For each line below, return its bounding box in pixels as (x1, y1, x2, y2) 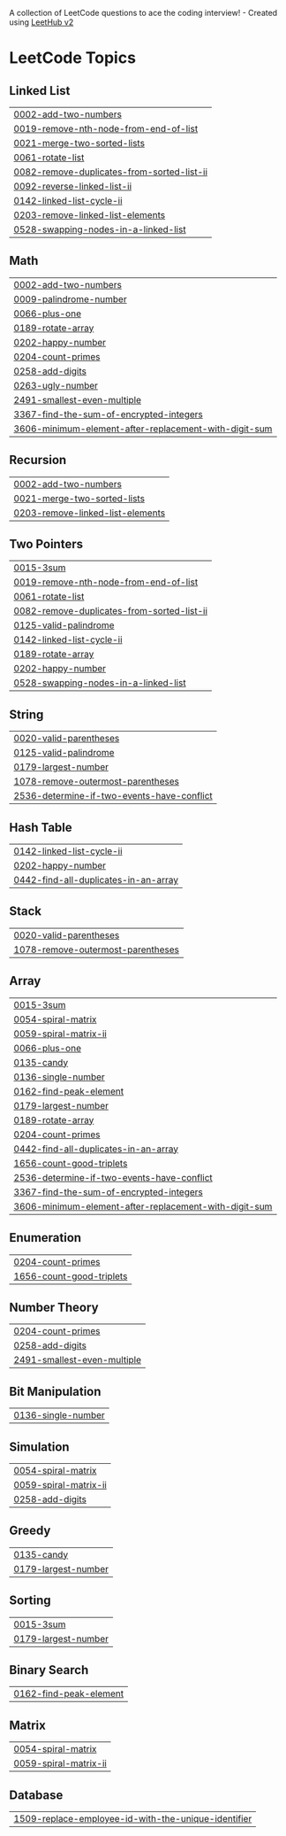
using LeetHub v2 (9, 17, 74, 27)
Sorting (9, 1593, 51, 1608)
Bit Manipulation (9, 1383, 102, 1398)
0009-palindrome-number (13, 292, 127, 305)
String (9, 707, 44, 722)
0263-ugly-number (13, 379, 99, 391)
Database (9, 1787, 64, 1802)
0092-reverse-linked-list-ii (13, 181, 132, 192)
